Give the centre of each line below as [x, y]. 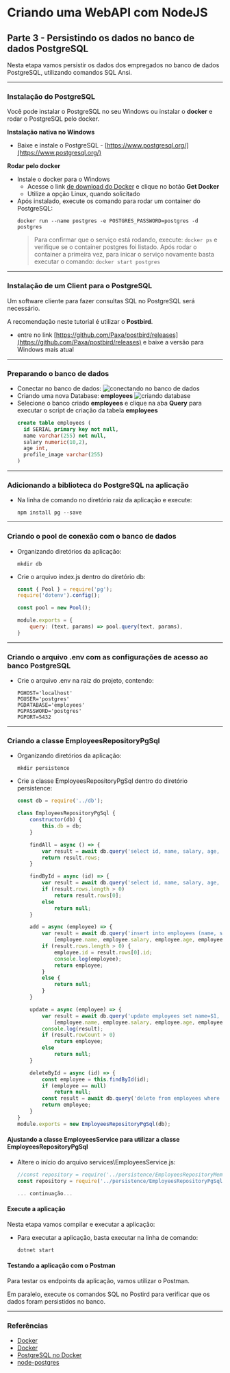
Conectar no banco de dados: [59, 388]
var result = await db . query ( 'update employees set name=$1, [131, 1016]
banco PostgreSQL [39, 666]
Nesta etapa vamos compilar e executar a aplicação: [81, 1224]
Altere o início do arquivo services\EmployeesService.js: [96, 1162]
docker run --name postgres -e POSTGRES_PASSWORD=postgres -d [107, 221]
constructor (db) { [56, 820]
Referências [28, 1326]
